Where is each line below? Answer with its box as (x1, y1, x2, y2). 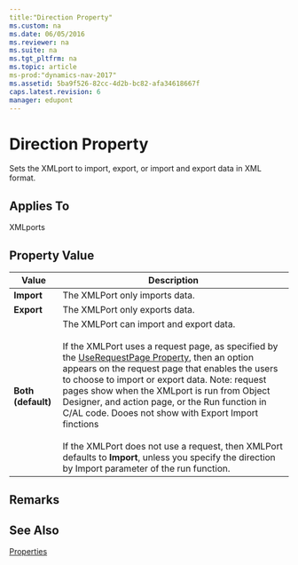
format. (9, 172, 36, 183)
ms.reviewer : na (9, 37, 69, 47)
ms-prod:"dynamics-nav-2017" (9, 71, 117, 80)
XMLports (9, 222, 46, 233)
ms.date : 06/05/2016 (9, 29, 86, 38)
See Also (9, 522, 59, 537)
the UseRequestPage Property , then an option (62, 351, 255, 363)
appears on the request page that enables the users (62, 362, 278, 374)
